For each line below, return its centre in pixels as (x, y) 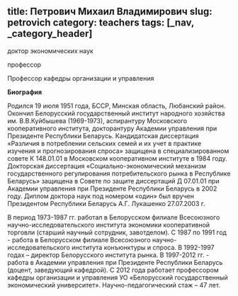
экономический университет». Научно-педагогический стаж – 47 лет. (114, 285)
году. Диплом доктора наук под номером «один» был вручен (101, 196)
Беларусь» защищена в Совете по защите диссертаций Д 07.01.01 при (113, 181)
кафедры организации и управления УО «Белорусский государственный (118, 277)
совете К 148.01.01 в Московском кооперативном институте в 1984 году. (118, 158)
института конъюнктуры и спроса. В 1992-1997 (143, 247)
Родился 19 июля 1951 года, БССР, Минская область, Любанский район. (117, 106)
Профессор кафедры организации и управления (81, 78)
